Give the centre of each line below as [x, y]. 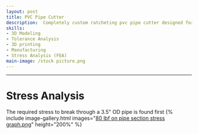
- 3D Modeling [24, 34]
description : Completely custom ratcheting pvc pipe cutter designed [95, 22]
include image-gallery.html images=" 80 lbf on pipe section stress [85, 118]
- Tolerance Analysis [33, 39]
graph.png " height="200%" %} [44, 125]
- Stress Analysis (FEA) [37, 55]
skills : [16, 28]
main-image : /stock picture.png [46, 61]
